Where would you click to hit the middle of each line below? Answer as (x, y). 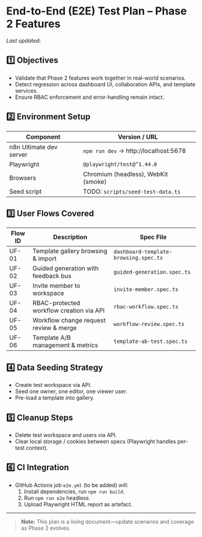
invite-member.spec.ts (146, 290)
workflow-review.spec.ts (149, 324)
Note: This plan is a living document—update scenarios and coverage (107, 521)
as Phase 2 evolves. (46, 528)
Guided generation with (66, 268)
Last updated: (23, 40)
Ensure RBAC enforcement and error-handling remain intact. (89, 97)
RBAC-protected (57, 303)
